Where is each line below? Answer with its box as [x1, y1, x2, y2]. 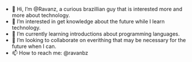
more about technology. [11, 12, 70, 19]
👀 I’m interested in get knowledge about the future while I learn [11, 18, 165, 25]
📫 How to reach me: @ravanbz [11, 50, 89, 56]
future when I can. [11, 43, 57, 50]
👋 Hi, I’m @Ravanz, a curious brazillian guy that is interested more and [11, 6, 183, 12]
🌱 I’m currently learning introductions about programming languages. [11, 30, 180, 37]
